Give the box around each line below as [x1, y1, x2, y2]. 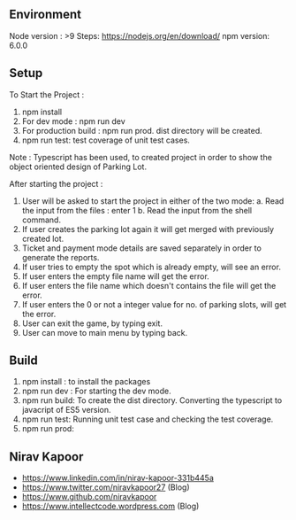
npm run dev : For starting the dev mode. [21, 385, 171, 397]
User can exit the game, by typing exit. [21, 318, 163, 329]
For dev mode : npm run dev [21, 115, 125, 127]
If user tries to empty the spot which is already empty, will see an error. [21, 261, 281, 272]
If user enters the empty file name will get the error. [21, 270, 209, 282]
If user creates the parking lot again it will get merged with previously [21, 223, 275, 234]
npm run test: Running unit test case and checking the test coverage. [21, 414, 274, 424]
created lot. [21, 233, 65, 244]
